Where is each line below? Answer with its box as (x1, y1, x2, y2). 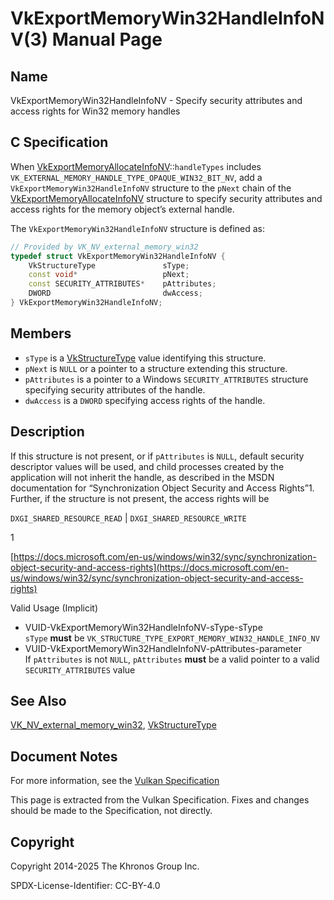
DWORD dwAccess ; (28, 288, 203, 299)
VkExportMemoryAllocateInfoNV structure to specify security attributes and (10, 192, 323, 204)
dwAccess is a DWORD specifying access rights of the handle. (24, 394, 266, 406)
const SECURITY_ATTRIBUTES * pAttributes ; (28, 279, 217, 289)
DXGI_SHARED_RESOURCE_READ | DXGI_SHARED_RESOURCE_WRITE (10, 512, 247, 524)
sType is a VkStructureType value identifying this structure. (24, 352, 267, 364)
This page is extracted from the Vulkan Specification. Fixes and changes (10, 794, 310, 806)
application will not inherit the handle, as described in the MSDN (10, 471, 275, 483)
